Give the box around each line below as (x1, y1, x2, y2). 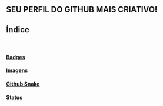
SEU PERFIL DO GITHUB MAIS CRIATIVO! (6, 5, 158, 15)
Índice (6, 25, 29, 35)
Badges (6, 53, 25, 60)
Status (6, 94, 23, 101)
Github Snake (6, 80, 40, 87)
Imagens (6, 67, 28, 74)
